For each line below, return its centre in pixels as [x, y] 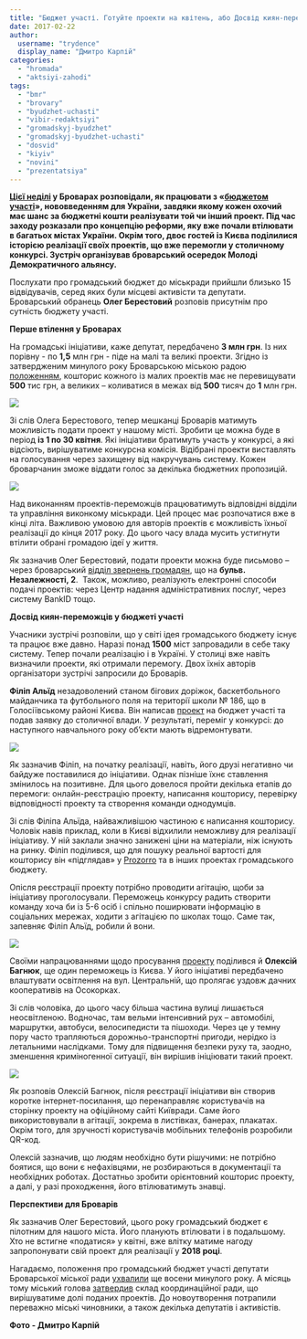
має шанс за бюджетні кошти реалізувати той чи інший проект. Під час [153, 216]
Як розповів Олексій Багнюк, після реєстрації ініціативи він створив [143, 1091]
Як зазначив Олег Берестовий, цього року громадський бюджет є [139, 1222]
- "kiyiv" [36, 153]
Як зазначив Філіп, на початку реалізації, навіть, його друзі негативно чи [152, 764]
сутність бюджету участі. [59, 311]
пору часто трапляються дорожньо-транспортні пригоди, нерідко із [143, 1037]
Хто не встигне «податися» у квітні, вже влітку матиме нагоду [131, 1241]
